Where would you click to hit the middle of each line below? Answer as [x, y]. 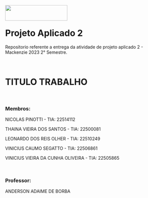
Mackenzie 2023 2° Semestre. [36, 52]
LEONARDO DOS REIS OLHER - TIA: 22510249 [53, 139]
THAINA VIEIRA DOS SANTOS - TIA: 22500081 [53, 129]
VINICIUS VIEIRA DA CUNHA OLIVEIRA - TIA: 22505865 [62, 158]
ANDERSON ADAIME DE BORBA [38, 192]
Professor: [18, 181]
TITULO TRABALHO [46, 82]
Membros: [18, 108]
